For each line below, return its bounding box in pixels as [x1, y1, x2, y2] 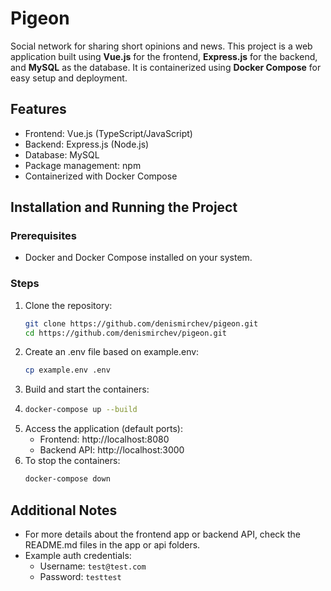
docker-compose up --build [24, 405, 138, 415]
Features [10, 101, 67, 118]
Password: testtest [39, 570, 122, 582]
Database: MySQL [24, 148, 100, 161]
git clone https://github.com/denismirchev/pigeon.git [24, 318, 259, 329]
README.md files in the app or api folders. [24, 538, 201, 551]
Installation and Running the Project [10, 199, 238, 216]
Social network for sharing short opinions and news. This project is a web [10, 40, 313, 52]
